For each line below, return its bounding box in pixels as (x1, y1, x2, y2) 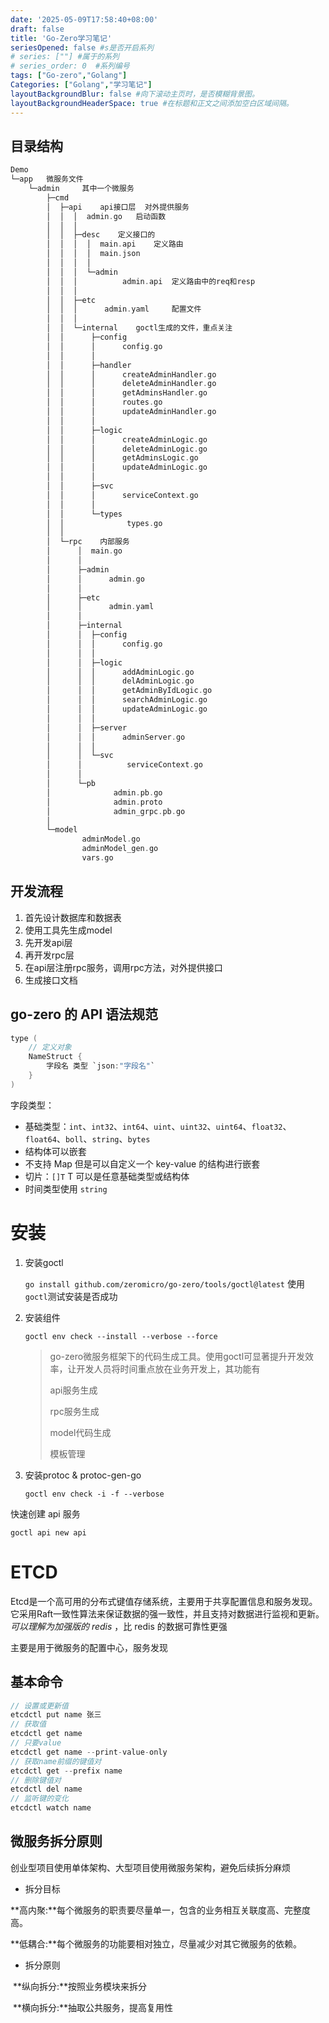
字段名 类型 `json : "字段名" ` (46, 1061, 156, 1071)
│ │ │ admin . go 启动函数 (46, 211, 167, 221)
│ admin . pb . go (46, 787, 163, 798)
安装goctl (24, 1256, 64, 1268)
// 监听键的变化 (10, 1794, 69, 1804)
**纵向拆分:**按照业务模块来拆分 (12, 1980, 148, 1992)
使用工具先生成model (24, 924, 113, 936)
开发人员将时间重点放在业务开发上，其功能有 (76, 1362, 261, 1375)
